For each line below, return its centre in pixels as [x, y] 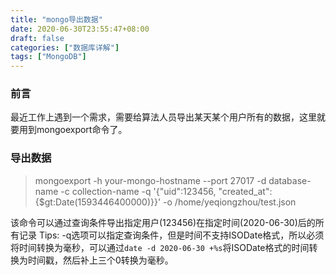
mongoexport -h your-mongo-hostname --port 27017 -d [150, 180]
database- [290, 180]
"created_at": [245, 191]
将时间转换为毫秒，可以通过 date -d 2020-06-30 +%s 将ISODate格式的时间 [160, 247]
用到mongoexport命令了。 [73, 130]
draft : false [37, 38]
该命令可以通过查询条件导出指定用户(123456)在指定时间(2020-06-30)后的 [163, 222]
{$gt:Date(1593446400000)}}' [98, 202]
